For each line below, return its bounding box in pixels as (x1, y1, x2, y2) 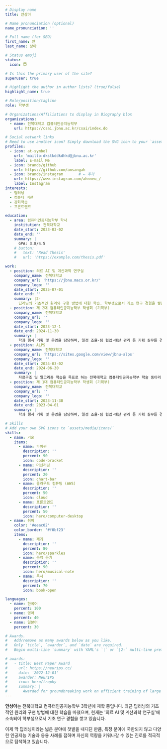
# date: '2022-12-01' (5, 670, 59, 675)
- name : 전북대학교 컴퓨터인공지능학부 (9, 121, 78, 126)
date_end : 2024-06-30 (14, 366, 59, 371)
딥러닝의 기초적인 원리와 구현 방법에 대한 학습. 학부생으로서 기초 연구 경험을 (18, 301, 156, 306)
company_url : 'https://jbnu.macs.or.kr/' (14, 277, 101, 283)
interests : (5, 186, 28, 191)
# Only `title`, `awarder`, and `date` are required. (5, 643, 123, 648)
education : (5, 213, 28, 218)
